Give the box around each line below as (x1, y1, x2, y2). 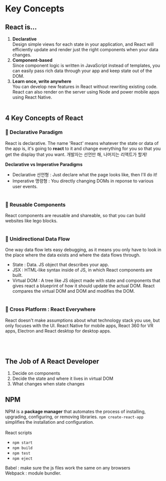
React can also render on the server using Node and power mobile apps (12, 89, 160, 95)
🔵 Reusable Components (5, 201, 66, 208)
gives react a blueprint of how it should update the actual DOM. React (12, 283, 155, 289)
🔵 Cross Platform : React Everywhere (5, 306, 96, 313)
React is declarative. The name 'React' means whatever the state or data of (5, 140, 159, 146)
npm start (12, 440, 33, 446)
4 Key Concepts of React (5, 114, 83, 122)
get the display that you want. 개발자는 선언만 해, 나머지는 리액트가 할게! (5, 151, 148, 157)
